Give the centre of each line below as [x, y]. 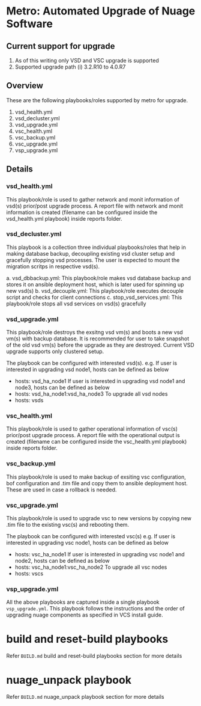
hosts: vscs [29, 573]
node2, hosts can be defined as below [62, 560]
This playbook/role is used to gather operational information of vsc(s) [92, 429]
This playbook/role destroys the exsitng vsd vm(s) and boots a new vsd [94, 333]
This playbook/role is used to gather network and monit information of [93, 199]
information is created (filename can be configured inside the [82, 212]
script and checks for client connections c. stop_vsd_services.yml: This [94, 297]
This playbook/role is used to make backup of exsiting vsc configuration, [96, 477]
